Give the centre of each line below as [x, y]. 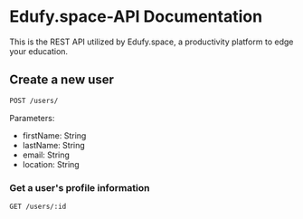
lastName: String [54, 145]
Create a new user [62, 80]
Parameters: [32, 118]
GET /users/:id [38, 206]
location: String [51, 164]
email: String [46, 155]
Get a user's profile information [80, 187]
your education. [39, 51]
